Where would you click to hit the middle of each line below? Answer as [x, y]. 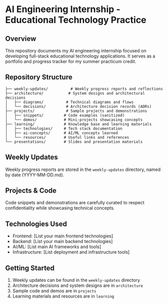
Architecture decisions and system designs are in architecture [78, 285]
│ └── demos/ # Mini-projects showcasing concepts [74, 119]
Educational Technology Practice [76, 20]
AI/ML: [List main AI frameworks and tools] [57, 247]
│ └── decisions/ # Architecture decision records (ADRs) [78, 106]
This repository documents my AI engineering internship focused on [76, 51]
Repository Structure [39, 77]
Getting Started [30, 268]
